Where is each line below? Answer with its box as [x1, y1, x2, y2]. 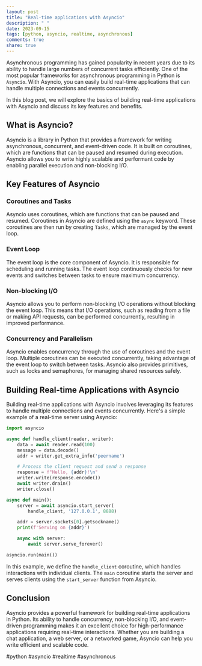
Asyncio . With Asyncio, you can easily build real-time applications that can [6, 78, 191, 85]
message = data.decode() [17, 447, 79, 453]
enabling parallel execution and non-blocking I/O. [6, 161, 128, 169]
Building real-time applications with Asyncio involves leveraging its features [6, 401, 194, 408]
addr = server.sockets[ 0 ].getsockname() [17, 519, 120, 525]
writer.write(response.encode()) [17, 475, 101, 481]
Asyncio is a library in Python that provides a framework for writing [6, 136, 173, 143]
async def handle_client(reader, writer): [6, 436, 114, 442]
